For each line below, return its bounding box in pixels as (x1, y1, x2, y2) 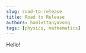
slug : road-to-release (6, 8, 62, 15)
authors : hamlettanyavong (6, 19, 70, 25)
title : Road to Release (6, 14, 65, 20)
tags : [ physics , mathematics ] (6, 25, 81, 31)
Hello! (6, 41, 21, 48)
